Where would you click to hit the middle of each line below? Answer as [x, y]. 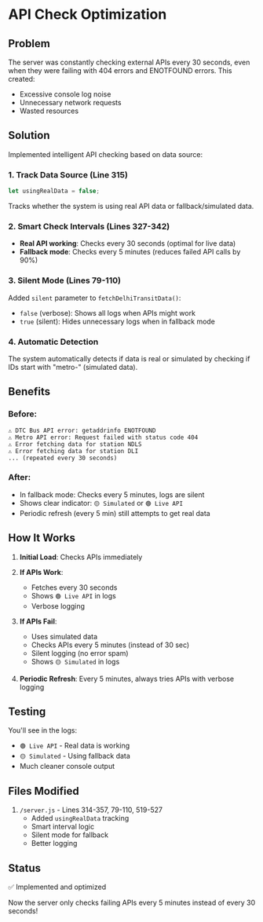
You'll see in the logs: [43, 730]
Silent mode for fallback [69, 835]
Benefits [29, 391]
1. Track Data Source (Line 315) [68, 174]
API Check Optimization [88, 15]
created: [22, 79]
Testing [27, 712]
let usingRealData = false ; [54, 191]
